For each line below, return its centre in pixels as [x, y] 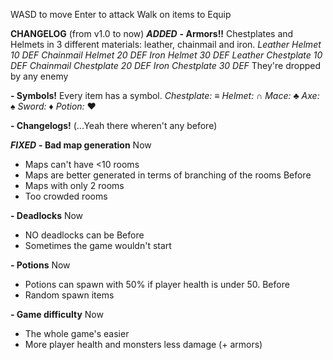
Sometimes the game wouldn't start [98, 245]
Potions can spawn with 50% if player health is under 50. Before [157, 284]
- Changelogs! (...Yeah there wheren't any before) [114, 125]
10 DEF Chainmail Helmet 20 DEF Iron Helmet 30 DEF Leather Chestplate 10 [166, 55]
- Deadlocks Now [47, 215]
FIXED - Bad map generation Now [81, 145]
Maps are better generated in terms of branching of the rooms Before [168, 175]
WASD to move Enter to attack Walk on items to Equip [121, 14]
